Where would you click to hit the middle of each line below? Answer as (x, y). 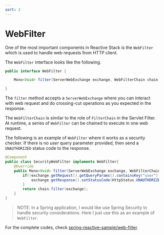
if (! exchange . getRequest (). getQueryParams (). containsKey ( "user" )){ (92, 175)
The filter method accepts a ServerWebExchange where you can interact (78, 98)
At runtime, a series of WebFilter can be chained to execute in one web (77, 123)
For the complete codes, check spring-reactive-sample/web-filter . (72, 227)
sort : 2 (13, 10)
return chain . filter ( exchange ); (56, 189)
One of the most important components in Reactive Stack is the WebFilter (79, 47)
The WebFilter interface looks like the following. (53, 62)
